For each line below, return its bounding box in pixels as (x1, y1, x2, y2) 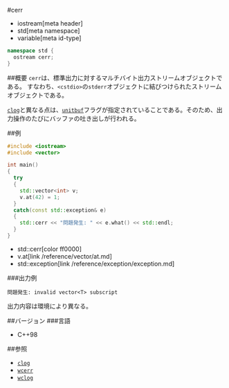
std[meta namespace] (17, 27, 80, 35)
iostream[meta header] (17, 19, 83, 27)
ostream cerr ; (13, 53, 54, 61)
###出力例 (7, 273, 37, 282)
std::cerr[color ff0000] (17, 245, 82, 253)
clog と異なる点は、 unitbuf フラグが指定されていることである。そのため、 (7, 105, 217, 113)
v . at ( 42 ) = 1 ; (19, 194, 60, 201)
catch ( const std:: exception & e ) (13, 207, 107, 214)
